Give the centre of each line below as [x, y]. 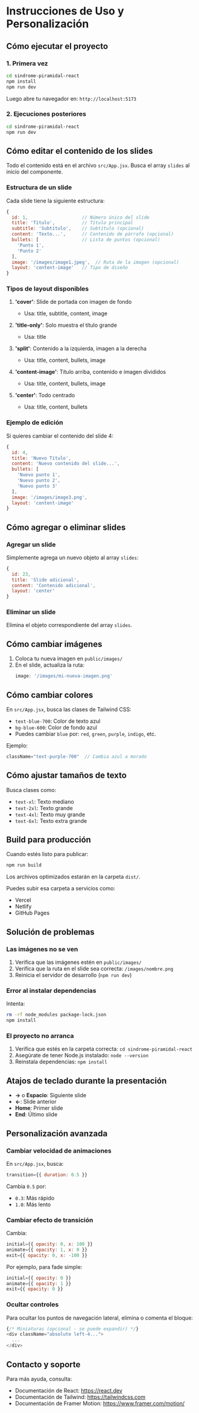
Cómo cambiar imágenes [54, 644]
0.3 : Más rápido [35, 1198]
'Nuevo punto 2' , [39, 480]
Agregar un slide [31, 544]
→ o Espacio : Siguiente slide [50, 1095]
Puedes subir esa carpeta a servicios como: [61, 889]
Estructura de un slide [39, 187]
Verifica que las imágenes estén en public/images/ [78, 962]
